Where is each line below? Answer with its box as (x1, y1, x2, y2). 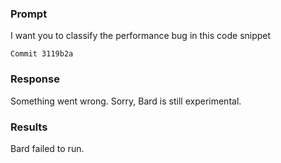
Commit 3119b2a (10, 49, 74, 59)
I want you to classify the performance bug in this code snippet (10, 30, 272, 42)
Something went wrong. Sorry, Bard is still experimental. (10, 95, 242, 107)
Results (10, 120, 48, 134)
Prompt (10, 7, 48, 21)
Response (10, 72, 60, 86)
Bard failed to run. (10, 142, 85, 154)
